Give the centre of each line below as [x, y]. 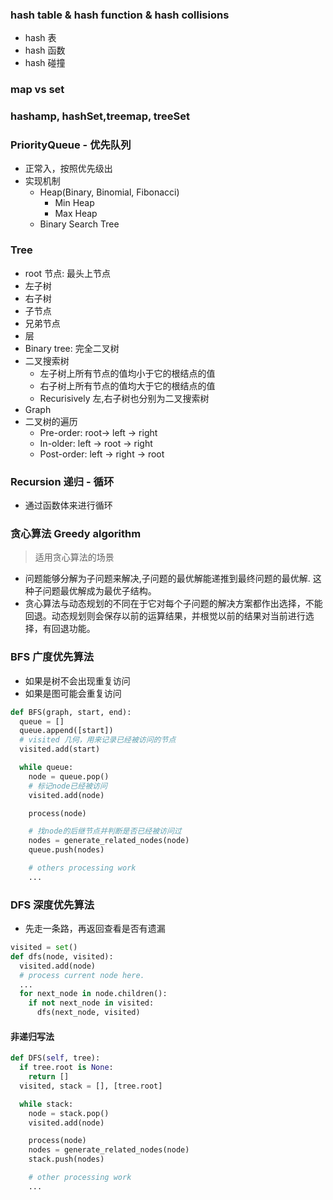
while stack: [46, 1104]
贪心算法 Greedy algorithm [76, 533]
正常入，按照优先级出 [68, 169]
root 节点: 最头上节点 [68, 273]
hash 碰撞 [45, 63]
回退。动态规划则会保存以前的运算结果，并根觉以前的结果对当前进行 [165, 616]
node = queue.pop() [69, 776]
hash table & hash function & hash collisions [120, 15]
